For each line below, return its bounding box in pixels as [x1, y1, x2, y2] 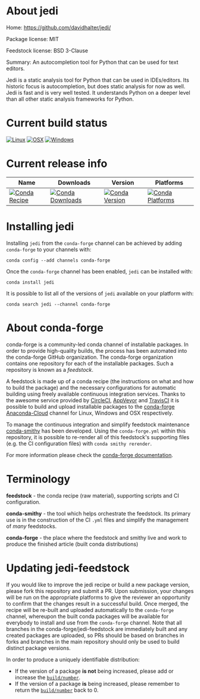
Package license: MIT [6, 35, 60, 42]
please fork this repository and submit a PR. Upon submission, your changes [6, 587, 194, 594]
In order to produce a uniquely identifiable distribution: [6, 655, 140, 663]
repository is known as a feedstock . [6, 366, 94, 373]
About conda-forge [6, 321, 104, 334]
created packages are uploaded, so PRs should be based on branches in [6, 632, 185, 639]
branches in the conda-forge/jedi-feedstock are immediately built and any [6, 625, 187, 632]
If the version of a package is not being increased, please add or [14, 667, 174, 675]
